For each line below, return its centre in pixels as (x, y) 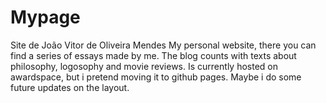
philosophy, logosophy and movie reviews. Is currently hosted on (144, 66)
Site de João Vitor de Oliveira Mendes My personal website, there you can (163, 45)
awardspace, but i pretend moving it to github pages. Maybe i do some (156, 77)
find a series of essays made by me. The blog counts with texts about (153, 55)
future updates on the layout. (70, 87)
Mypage (45, 17)
